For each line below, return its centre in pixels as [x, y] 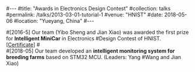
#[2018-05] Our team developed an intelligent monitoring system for [90, 51]
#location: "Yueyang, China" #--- [54, 21]
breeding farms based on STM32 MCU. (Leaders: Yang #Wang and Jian [94, 57]
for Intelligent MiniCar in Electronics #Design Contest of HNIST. [84, 38]
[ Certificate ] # [23, 44]
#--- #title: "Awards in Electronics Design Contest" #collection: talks [88, 8]
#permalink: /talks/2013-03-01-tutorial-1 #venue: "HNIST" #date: [85, 15]
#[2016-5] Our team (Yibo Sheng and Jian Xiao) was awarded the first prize [97, 32]
